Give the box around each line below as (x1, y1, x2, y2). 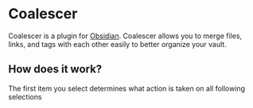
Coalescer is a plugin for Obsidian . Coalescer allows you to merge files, (8, 31, 243, 40)
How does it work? (8, 63, 103, 76)
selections (8, 92, 42, 102)
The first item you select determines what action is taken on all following (8, 83, 245, 93)
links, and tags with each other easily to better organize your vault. (8, 39, 227, 48)
